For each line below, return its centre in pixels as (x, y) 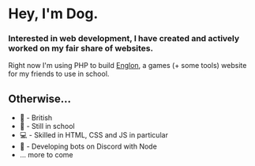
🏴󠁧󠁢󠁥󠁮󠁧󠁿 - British (36, 118)
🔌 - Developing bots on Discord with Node (88, 146)
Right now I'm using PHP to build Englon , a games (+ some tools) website (127, 66)
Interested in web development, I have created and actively (124, 39)
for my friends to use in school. (59, 74)
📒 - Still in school (47, 126)
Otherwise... (40, 98)
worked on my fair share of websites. (81, 48)
